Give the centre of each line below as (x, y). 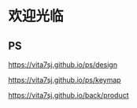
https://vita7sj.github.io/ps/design (63, 65)
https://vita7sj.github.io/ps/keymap (65, 80)
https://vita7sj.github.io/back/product (68, 95)
